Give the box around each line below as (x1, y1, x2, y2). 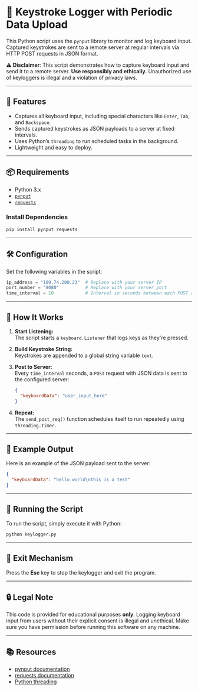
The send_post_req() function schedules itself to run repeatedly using (14, 415, 184, 422)
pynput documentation (14, 666, 70, 673)
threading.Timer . (14, 421, 57, 429)
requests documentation (14, 672, 75, 679)
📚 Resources (6, 647, 57, 657)
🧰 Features (6, 97, 47, 107)
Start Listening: (14, 327, 54, 335)
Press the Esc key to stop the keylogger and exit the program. (6, 569, 156, 576)
